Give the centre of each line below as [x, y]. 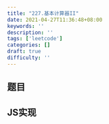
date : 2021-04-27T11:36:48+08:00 [55, 20]
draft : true [24, 52]
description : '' [30, 32]
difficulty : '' [29, 58]
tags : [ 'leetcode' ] [35, 39]
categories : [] [29, 45]
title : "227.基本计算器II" [43, 13]
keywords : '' [26, 26]
